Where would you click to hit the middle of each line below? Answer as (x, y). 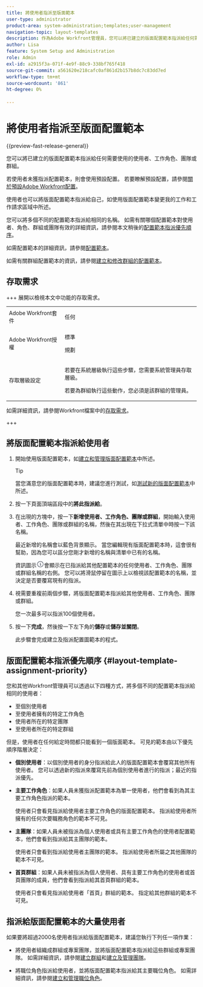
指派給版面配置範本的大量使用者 (66, 921)
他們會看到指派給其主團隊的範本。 (68, 839)
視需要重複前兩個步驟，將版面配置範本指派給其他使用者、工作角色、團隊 (105, 593)
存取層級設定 (25, 380)
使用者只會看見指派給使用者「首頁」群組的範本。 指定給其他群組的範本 (103, 893)
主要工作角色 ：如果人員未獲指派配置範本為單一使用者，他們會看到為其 (102, 790)
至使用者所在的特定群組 (44, 729)
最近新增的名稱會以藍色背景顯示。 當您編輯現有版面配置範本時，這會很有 (106, 545)
